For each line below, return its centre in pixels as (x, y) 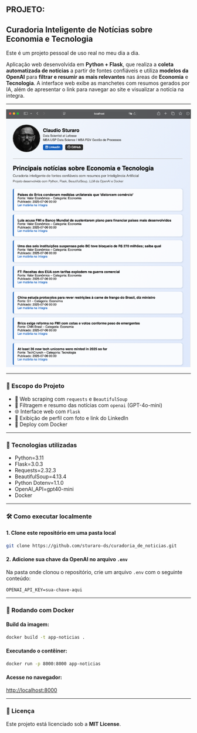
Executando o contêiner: (37, 651)
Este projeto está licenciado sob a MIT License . (64, 724)
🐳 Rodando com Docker (40, 610)
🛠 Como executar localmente (49, 516)
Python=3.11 (29, 458)
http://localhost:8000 (32, 690)
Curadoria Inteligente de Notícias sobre (79, 30)
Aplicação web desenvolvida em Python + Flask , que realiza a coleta (90, 65)
